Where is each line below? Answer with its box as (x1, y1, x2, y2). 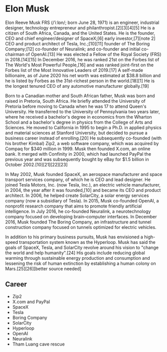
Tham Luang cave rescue (12, 341, 65, 347)
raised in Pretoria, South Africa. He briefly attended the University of (5, 98, 146, 104)
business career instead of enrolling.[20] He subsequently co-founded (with (5, 135, 162, 141)
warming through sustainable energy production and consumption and (5, 255, 151, 261)
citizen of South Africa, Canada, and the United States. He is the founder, (5, 30, 156, 36)
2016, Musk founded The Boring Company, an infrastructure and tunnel (5, 219, 152, 225)
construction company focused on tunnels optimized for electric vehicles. (5, 224, 157, 230)
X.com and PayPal (12, 299, 50, 305)
